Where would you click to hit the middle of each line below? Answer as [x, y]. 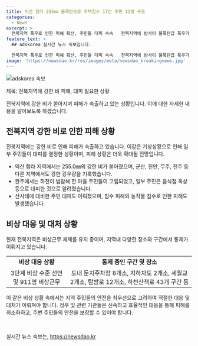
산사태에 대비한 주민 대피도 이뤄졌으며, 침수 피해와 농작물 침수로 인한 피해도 [101, 196]
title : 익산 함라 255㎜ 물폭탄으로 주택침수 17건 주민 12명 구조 [76, 12]
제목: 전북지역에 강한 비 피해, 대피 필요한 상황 [58, 91]
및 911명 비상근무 [37, 282]
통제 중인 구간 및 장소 [129, 262]
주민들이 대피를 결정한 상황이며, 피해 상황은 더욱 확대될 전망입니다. [88, 154]
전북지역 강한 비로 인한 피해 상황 [61, 132]
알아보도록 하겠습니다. [42, 111]
